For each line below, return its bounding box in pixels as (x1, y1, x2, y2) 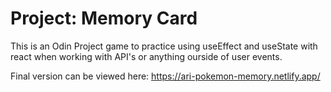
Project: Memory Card (10, 7, 198, 30)
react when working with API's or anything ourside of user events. (10, 50, 283, 62)
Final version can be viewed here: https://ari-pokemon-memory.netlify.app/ (10, 70, 321, 82)
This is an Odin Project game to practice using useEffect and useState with (10, 40, 318, 52)
